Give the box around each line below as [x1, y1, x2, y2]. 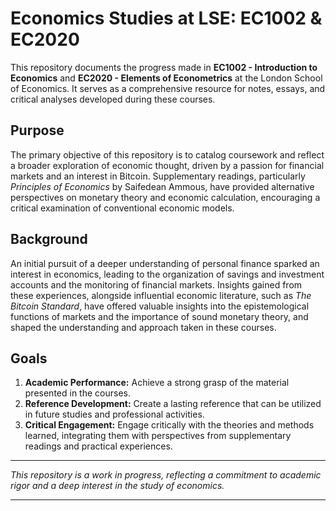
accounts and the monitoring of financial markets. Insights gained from [10, 278, 303, 291]
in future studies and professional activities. [24, 408, 205, 421]
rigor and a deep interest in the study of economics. [10, 480, 225, 492]
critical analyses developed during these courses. [10, 93, 216, 105]
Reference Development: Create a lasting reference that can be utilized [24, 398, 322, 410]
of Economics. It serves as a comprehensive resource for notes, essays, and [10, 82, 326, 94]
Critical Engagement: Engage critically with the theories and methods [24, 419, 315, 431]
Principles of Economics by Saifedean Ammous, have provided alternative [10, 180, 315, 192]
